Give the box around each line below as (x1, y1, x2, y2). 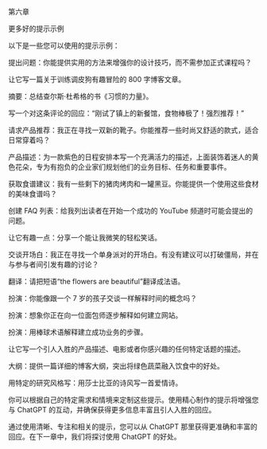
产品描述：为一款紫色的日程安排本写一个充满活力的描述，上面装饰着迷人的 (8, 152, 252, 162)
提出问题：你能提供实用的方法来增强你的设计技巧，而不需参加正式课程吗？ (8, 58, 252, 67)
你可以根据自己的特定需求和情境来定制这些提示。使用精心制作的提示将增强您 (8, 395, 259, 404)
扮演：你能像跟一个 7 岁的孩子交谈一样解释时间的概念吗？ (8, 294, 197, 303)
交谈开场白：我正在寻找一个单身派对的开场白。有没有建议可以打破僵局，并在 (8, 250, 259, 259)
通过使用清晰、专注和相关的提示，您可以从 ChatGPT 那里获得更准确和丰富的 (8, 422, 258, 431)
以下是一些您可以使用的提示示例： (8, 41, 120, 50)
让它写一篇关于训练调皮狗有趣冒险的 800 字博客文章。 (8, 75, 186, 84)
